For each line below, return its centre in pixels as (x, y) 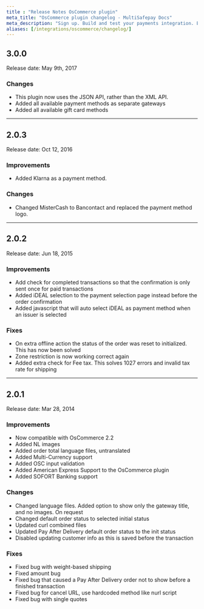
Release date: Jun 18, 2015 (39, 253)
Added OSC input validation (50, 464)
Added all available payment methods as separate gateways (90, 103)
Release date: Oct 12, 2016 (39, 150)
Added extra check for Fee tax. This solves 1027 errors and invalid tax (102, 363)
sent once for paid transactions (54, 289)
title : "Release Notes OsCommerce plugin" (62, 12)
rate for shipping (36, 370)
